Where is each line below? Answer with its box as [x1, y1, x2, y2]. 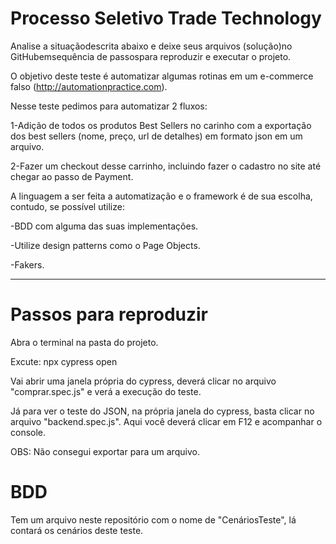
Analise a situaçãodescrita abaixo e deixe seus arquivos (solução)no [10, 40, 293, 52]
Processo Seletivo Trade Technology [10, 7, 322, 30]
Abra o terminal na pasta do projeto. [10, 336, 159, 348]
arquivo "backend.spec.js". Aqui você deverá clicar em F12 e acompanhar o [10, 415, 323, 427]
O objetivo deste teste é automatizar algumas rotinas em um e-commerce [10, 70, 314, 82]
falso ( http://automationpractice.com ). [10, 80, 168, 92]
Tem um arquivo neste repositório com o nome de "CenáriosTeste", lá [10, 513, 297, 526]
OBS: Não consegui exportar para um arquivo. [10, 445, 200, 457]
